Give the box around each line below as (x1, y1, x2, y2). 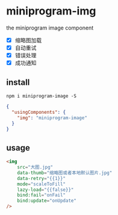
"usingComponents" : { (11, 109, 66, 115)
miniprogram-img (6, 4, 96, 18)
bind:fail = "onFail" (17, 192, 66, 198)
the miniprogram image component (6, 24, 94, 31)
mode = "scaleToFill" (17, 181, 66, 187)
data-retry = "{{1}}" (17, 175, 66, 181)
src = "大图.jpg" (17, 164, 54, 170)
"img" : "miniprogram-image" (17, 114, 87, 121)
